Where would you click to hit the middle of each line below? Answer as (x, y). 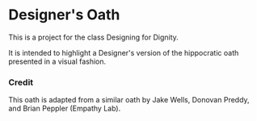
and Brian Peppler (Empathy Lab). (65, 108)
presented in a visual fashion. (57, 61)
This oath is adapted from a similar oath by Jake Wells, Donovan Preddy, (129, 100)
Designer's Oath (64, 15)
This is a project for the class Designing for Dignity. (94, 37)
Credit (21, 82)
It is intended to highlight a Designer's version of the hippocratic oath (124, 52)
